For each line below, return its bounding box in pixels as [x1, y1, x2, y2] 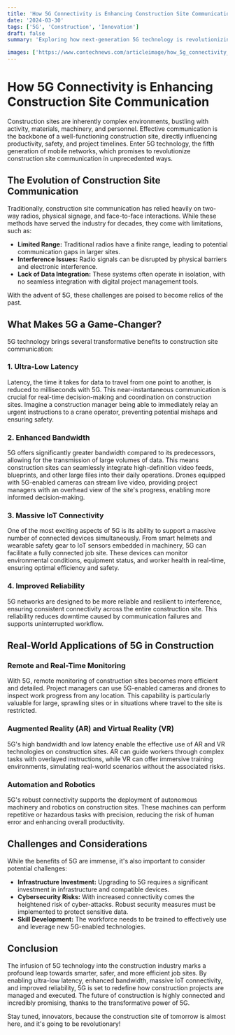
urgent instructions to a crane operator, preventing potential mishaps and [7, 408, 218, 416]
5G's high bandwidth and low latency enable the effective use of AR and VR [7, 739, 225, 748]
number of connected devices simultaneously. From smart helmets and [7, 534, 213, 543]
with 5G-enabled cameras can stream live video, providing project [7, 478, 198, 487]
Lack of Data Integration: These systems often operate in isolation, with [17, 270, 226, 278]
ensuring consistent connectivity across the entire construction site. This [7, 604, 218, 613]
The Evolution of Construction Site [7, 174, 161, 186]
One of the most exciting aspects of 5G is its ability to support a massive [7, 527, 216, 535]
